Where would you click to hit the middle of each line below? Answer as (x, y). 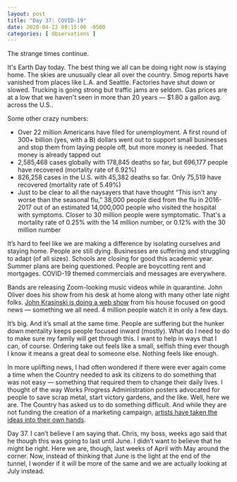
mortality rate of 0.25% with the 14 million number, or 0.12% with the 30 (121, 223)
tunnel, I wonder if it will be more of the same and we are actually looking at (117, 464)
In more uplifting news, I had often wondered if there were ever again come (117, 368)
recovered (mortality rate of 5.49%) (69, 185)
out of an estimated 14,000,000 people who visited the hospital (124, 207)
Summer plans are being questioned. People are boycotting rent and (107, 266)
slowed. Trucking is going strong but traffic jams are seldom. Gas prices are (117, 90)
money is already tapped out (59, 155)
